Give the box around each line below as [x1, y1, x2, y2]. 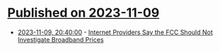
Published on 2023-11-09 [7, 5, 160, 21]
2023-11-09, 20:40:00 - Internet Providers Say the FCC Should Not [17, 28, 214, 36]
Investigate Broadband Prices [17, 35, 104, 43]
